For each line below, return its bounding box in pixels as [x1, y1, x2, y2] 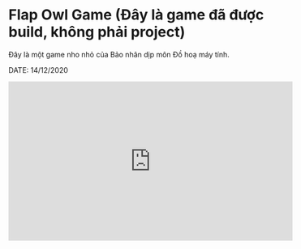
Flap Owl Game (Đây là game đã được [8, 6, 264, 24]
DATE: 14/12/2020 [8, 65, 69, 74]
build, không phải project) [8, 23, 186, 41]
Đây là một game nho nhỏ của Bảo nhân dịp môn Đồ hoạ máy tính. [8, 49, 230, 59]
